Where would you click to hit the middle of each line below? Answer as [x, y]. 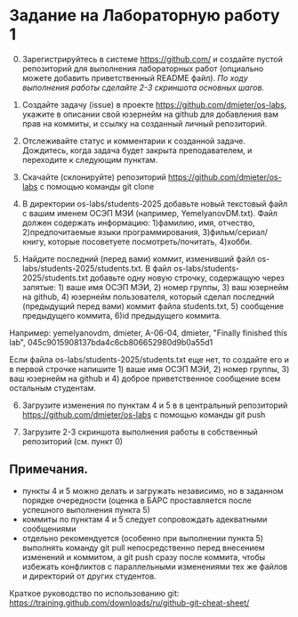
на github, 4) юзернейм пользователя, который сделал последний [148, 296]
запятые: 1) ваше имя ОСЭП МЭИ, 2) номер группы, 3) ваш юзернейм [155, 287]
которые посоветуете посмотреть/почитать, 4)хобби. [150, 241]
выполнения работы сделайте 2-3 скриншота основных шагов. [143, 87]
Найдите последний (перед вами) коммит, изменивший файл [139, 258]
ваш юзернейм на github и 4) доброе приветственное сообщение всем [145, 378]
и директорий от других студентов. [89, 576]
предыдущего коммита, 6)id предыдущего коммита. [122, 315]
